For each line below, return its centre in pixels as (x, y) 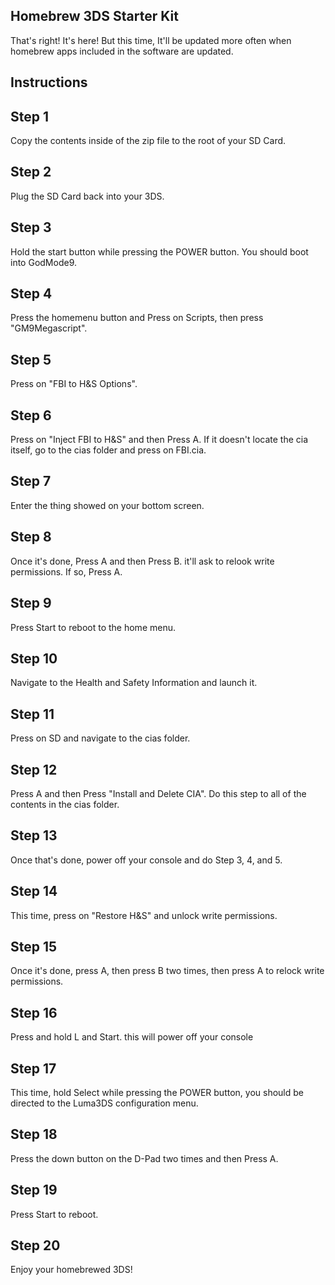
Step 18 (34, 1134)
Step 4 (31, 294)
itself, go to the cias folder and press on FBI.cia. (108, 450)
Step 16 (34, 1012)
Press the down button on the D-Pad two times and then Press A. (144, 1158)
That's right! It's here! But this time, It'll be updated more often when (151, 40)
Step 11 (32, 714)
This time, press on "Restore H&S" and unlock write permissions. (144, 915)
